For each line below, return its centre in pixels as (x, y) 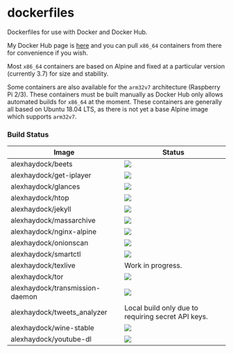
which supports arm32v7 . (42, 117)
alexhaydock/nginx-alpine (54, 232)
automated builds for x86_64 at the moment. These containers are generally (114, 101)
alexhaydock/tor (37, 277)
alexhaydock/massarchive (53, 221)
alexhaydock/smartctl (46, 255)
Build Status (28, 135)
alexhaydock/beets (42, 164)
